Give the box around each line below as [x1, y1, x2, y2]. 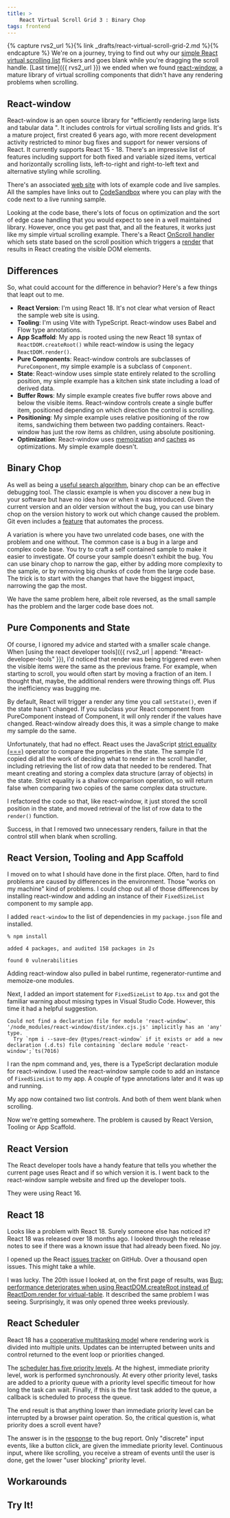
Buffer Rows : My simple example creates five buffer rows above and [16, 392, 211, 399]
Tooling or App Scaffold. [7, 1123, 76, 1131]
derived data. [16, 384, 55, 392]
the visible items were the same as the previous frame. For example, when [7, 662, 218, 670]
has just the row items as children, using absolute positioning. [41, 428, 216, 436]
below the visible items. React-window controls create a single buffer [16, 399, 213, 407]
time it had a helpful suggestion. [7, 1004, 98, 1013]
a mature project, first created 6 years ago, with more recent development [7, 131, 217, 139]
